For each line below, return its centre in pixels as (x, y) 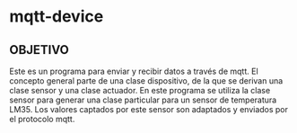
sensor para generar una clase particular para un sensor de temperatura (143, 100)
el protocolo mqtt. (42, 119)
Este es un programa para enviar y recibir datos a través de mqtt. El (134, 71)
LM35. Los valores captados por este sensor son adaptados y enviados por (149, 109)
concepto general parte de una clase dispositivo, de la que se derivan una (146, 81)
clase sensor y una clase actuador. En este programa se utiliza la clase (140, 90)
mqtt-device (57, 17)
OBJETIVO (39, 50)
